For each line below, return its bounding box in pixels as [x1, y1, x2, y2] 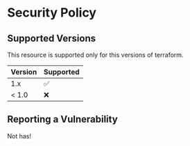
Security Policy [7, 5, 97, 21]
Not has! [7, 131, 32, 140]
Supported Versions [7, 33, 96, 44]
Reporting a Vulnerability [7, 113, 118, 125]
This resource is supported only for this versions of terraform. [7, 51, 184, 59]
